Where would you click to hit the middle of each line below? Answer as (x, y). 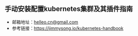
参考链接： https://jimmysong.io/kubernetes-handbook (68, 28)
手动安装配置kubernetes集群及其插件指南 (69, 9)
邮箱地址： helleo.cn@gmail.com (45, 22)
